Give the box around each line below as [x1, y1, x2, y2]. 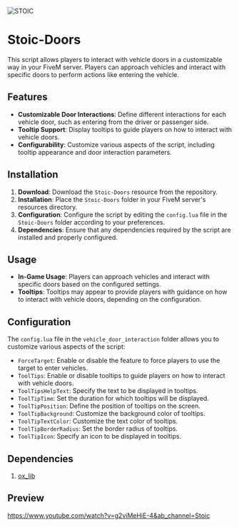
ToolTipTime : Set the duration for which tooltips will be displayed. [17, 394, 209, 403]
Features [7, 91, 48, 103]
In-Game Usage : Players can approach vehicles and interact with [17, 272, 210, 281]
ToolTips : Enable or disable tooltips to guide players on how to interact [17, 372, 226, 380]
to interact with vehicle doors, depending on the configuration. [17, 295, 202, 304]
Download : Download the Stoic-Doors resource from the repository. [17, 188, 218, 196]
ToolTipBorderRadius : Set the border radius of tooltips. [17, 424, 178, 433]
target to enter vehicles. [17, 364, 88, 372]
